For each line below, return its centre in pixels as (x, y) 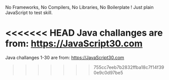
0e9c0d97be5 (108, 72)
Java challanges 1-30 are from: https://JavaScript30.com (65, 57)
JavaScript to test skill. (29, 13)
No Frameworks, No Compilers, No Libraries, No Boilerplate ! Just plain (79, 7)
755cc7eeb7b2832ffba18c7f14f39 (129, 67)
